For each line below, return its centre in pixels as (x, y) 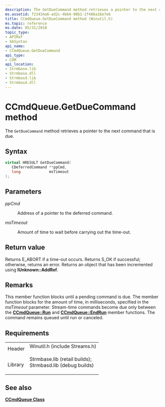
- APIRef (14, 37)
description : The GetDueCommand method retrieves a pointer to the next (81, 10)
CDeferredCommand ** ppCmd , (39, 167)
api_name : (15, 46)
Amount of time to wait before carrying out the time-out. (74, 232)
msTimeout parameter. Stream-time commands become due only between (81, 307)
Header (16, 349)
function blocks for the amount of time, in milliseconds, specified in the (77, 302)
